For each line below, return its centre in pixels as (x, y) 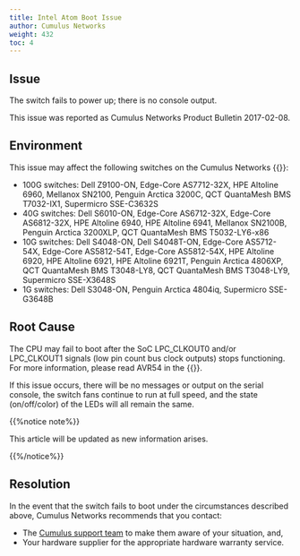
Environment (46, 145)
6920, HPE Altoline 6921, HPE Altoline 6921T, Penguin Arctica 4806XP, (153, 261)
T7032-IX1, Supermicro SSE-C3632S (90, 203)
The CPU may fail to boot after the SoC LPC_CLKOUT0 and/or (123, 348)
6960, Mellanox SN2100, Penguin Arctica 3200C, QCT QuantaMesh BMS (156, 194)
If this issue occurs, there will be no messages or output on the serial (137, 385)
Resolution (40, 484)
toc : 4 (21, 43)
